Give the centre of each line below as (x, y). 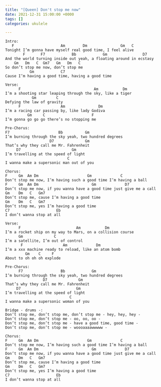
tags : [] (14, 19)
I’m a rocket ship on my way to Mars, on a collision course (70, 232)
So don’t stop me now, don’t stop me (44, 67)
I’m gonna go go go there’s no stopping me (51, 119)
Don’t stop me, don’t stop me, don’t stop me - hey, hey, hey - (73, 315)
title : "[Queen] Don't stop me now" (43, 10)
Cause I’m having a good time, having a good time (58, 76)
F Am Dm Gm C (73, 46)
